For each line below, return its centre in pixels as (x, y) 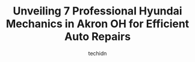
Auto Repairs (97, 37)
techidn (97, 53)
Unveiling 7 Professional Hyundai (97, 11)
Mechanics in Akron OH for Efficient (97, 24)
